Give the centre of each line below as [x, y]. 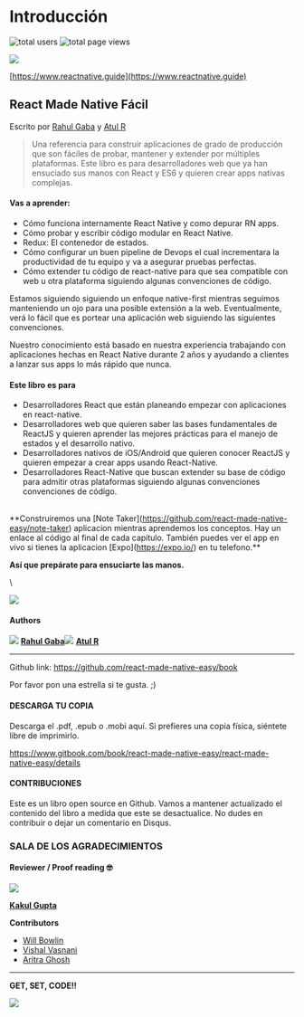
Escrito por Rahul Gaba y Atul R [68, 126]
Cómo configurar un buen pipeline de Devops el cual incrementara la [151, 252]
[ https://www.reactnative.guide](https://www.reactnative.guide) [128, 76]
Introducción [59, 17]
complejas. [52, 182]
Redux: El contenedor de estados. [85, 242]
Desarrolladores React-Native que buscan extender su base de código [154, 472]
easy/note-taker [39, 528]
